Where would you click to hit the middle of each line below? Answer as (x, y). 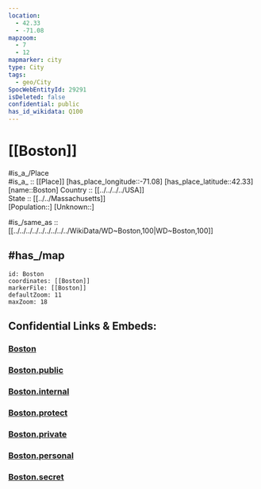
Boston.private (38, 434)
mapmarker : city (35, 60)
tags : (17, 75)
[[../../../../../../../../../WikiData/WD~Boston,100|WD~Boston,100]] (111, 231)
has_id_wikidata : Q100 (46, 112)
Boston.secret (36, 476)
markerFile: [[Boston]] (48, 288)
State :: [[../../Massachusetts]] (57, 198)
